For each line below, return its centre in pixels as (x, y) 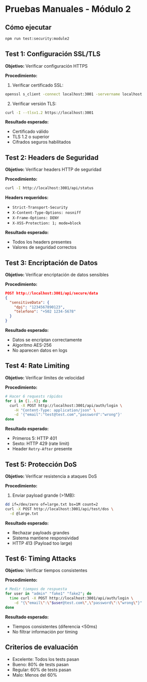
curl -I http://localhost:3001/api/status (49, 188)
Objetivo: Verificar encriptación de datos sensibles (57, 275)
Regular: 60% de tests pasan (42, 670)
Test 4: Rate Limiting (37, 366)
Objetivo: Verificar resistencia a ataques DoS (51, 476)
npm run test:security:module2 (37, 39)
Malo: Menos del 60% (35, 675)
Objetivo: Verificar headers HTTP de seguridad (53, 169)
